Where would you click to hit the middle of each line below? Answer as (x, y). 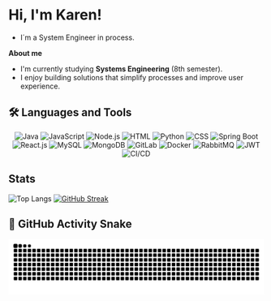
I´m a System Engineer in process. (77, 37)
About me (26, 53)
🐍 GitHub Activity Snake (70, 224)
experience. (40, 86)
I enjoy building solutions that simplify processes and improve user (131, 77)
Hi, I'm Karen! (55, 15)
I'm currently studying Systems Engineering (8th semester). (121, 69)
